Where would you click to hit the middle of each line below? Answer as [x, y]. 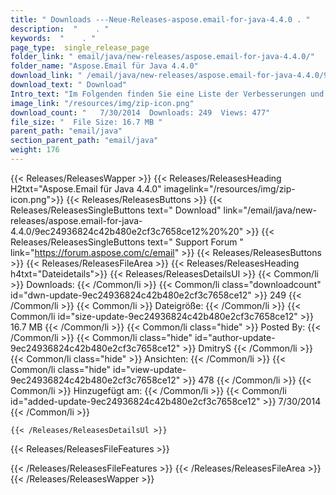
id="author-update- [235, 337]
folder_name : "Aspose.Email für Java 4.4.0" [104, 66]
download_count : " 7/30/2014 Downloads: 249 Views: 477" [140, 112]
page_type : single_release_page [80, 47]
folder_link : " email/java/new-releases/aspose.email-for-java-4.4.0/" [162, 57]
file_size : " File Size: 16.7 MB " [86, 122]
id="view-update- [150, 369]
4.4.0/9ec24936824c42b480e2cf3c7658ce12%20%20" [127, 231]
